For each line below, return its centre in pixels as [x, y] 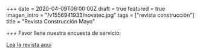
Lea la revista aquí [29, 45]
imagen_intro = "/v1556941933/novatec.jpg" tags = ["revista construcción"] [100, 15]
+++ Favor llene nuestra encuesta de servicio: [64, 33]
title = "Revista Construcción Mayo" [51, 21]
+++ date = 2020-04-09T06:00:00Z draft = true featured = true [86, 9]
